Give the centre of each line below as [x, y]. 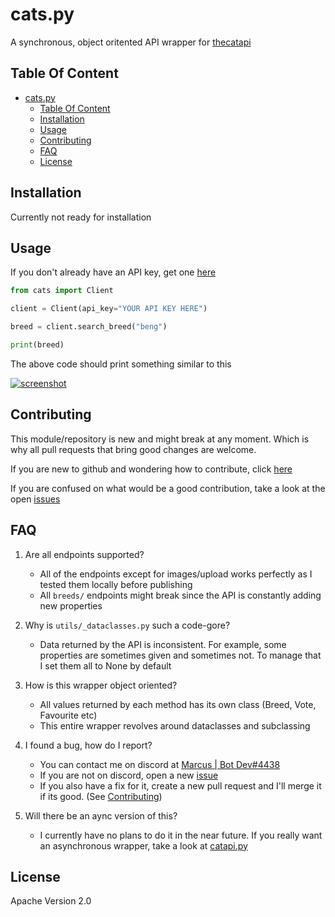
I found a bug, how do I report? [88, 745]
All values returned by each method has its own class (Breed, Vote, [178, 704]
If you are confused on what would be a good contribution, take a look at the [168, 488]
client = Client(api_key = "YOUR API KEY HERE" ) [109, 309]
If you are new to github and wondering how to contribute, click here [151, 469]
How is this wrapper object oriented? [101, 685]
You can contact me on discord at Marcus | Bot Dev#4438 [160, 764]
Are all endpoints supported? [84, 554]
